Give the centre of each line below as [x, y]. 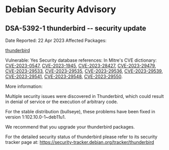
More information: [24, 86]
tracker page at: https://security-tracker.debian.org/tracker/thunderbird [80, 142]
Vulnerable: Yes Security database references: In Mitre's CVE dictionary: [81, 60]
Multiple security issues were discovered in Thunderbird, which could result [84, 96]
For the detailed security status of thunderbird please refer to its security [81, 137]
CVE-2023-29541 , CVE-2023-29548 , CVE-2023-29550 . [64, 77]
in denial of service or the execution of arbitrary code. [62, 102]
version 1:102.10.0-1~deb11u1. [36, 117]
